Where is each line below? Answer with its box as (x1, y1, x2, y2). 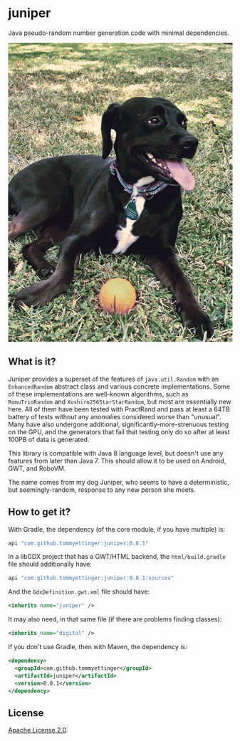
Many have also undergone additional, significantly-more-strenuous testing (8, 420, 229, 429)
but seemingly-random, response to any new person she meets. (8, 485, 197, 494)
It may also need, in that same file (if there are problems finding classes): (8, 615, 222, 624)
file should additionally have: (8, 560, 92, 569)
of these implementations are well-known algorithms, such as (8, 389, 189, 398)
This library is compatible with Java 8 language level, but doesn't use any (8, 448, 224, 457)
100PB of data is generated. (8, 435, 90, 443)
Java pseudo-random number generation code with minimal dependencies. (8, 28, 230, 37)
